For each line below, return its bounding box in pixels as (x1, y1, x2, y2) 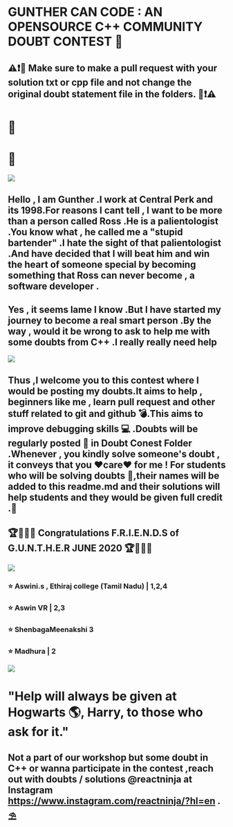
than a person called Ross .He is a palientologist (8, 216, 218, 228)
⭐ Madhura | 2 (8, 646, 56, 656)
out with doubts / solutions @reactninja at (8, 773, 193, 785)
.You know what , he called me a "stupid (8, 226, 183, 238)
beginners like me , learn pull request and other (8, 396, 216, 408)
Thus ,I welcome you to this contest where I (8, 375, 199, 386)
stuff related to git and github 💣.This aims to (8, 408, 203, 420)
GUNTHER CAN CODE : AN (8, 4, 163, 20)
